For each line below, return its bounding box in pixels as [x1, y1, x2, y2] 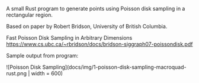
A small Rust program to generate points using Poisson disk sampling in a [6, 5, 185, 12]
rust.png [6, 70, 27, 76]
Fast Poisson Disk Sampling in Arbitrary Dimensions [6, 34, 133, 41]
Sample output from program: [6, 52, 79, 59]
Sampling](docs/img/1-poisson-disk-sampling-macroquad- [42, 63, 187, 71]
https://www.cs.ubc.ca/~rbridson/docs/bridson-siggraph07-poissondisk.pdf [6, 41, 193, 47]
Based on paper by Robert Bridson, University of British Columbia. [6, 23, 168, 30]
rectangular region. [6, 11, 53, 18]
